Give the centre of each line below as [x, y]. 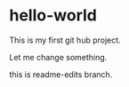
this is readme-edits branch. [61, 74]
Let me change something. [58, 57]
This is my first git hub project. [65, 40]
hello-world [53, 16]
